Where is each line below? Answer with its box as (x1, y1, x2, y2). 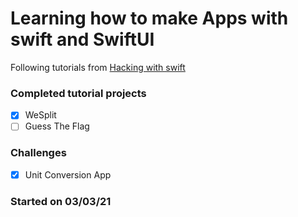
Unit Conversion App (24, 168, 112, 181)
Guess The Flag (24, 120, 90, 132)
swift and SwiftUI (10, 28, 155, 51)
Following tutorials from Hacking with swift (10, 61, 186, 73)
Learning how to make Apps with (10, 7, 289, 30)
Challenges (10, 146, 67, 160)
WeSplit (24, 109, 57, 121)
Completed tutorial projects (10, 86, 147, 100)
